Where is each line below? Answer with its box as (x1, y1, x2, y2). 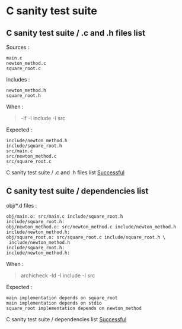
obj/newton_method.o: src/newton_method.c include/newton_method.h (6, 224, 177, 230)
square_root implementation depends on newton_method (6, 305, 142, 311)
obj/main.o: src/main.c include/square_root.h (6, 213, 123, 220)
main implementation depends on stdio (6, 300, 102, 306)
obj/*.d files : (6, 202, 37, 209)
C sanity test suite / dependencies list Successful (6, 315, 127, 322)
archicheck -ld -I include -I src (20, 272, 95, 279)
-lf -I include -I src (20, 115, 66, 121)
